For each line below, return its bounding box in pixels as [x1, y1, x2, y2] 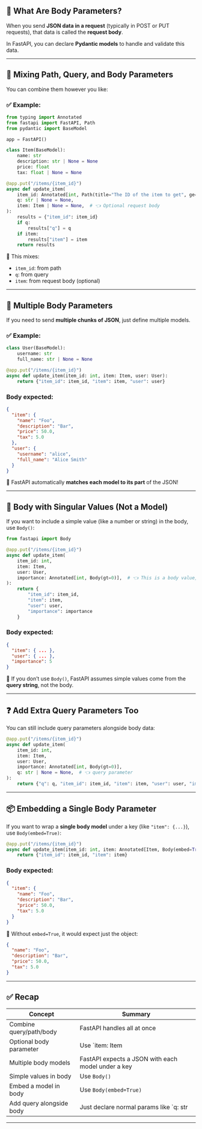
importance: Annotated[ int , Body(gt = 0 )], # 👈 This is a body [17, 574, 179, 581]
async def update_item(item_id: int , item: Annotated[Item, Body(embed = [6, 847, 192, 853]
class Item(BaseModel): [6, 147, 66, 154]
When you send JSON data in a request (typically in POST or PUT [6, 22, 170, 29]
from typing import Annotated [6, 114, 82, 120]
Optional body [9, 1037, 49, 1045]
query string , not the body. [6, 682, 74, 689]
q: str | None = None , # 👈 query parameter [17, 770, 133, 776]
